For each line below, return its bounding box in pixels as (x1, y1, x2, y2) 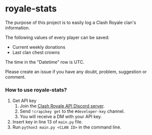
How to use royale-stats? (5, 86, 67, 93)
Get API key (12, 98, 37, 104)
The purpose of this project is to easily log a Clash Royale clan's (5, 19, 137, 25)
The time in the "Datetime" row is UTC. (5, 59, 84, 65)
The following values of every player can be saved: (5, 34, 110, 40)
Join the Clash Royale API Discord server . (19, 103, 105, 109)
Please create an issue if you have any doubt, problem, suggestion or (5, 68, 147, 75)
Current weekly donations (12, 44, 66, 50)
